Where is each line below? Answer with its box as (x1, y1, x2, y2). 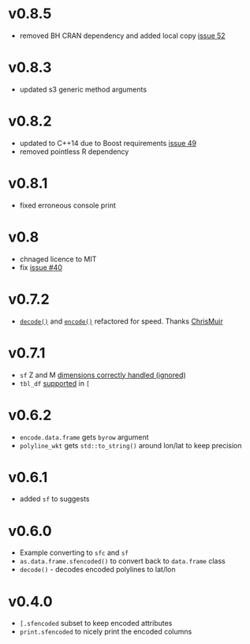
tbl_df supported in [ (19, 378, 91, 388)
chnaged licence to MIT (19, 254, 97, 264)
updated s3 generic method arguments (19, 84, 147, 94)
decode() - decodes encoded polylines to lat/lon (19, 565, 176, 575)
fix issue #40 (19, 262, 63, 272)
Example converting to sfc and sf (19, 548, 129, 557)
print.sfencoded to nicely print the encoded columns (19, 627, 192, 636)
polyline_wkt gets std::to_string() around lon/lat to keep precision (19, 440, 242, 450)
